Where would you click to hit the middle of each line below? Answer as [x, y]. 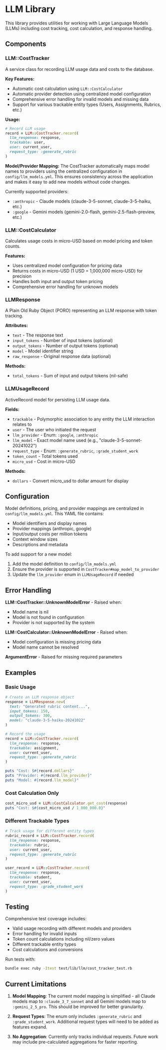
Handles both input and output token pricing [58, 282]
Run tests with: [20, 959]
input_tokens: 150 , [30, 711]
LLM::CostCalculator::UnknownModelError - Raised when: [67, 632]
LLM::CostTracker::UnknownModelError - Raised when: [64, 602]
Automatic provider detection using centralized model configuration [82, 94]
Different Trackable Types [37, 821]
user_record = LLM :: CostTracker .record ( [48, 868]
